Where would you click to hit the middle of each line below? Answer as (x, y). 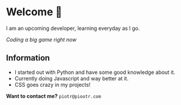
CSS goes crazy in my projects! (52, 84)
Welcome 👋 (34, 12)
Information (28, 58)
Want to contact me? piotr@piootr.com (54, 96)
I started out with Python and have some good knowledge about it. (95, 72)
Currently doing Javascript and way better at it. (71, 78)
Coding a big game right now (41, 39)
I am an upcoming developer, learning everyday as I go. (73, 28)
